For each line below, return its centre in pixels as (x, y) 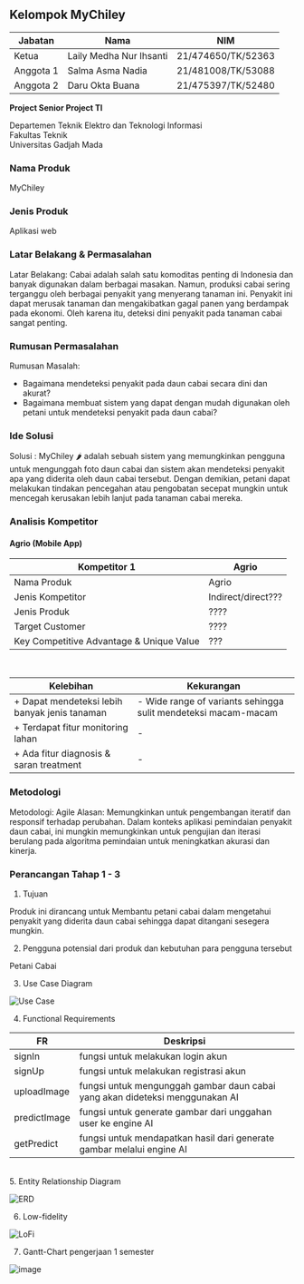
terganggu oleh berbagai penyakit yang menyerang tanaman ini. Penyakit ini (151, 293)
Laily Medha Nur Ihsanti (118, 55)
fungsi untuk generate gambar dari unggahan (176, 1112)
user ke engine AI (116, 1123)
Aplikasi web (33, 231)
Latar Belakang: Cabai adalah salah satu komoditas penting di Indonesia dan (152, 274)
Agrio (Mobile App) (46, 543)
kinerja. (24, 850)
